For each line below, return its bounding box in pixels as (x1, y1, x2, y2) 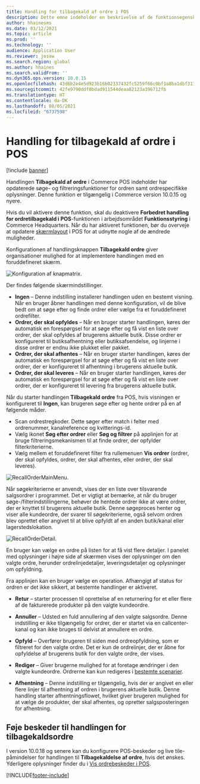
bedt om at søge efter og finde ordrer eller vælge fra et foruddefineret (14, 306, 186, 313)
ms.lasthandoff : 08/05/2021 (6, 103, 76, 109)
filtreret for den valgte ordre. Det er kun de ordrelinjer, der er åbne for (14, 644, 185, 651)
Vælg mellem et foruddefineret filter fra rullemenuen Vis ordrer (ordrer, (14, 450, 189, 457)
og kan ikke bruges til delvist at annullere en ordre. (29, 626, 154, 633)
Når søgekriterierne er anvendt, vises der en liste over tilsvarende (6, 485, 167, 493)
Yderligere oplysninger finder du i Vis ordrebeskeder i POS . (6, 760, 151, 767)
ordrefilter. (14, 312, 41, 319)
